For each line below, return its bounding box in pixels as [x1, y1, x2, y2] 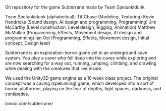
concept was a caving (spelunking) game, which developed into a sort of [5, 80, 154, 86]
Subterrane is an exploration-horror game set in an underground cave [5, 50, 148, 55]
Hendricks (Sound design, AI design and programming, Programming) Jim [5, 19, 157, 25]
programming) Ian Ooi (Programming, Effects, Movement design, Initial [5, 35, 150, 41]
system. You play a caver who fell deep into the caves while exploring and [5, 55, 156, 61]
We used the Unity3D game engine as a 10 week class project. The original [5, 75, 158, 81]
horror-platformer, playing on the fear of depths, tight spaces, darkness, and [5, 86, 162, 91]
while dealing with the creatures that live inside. [5, 65, 103, 71]
